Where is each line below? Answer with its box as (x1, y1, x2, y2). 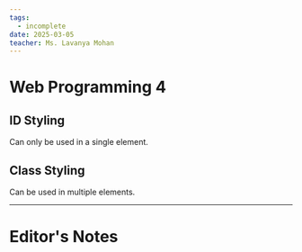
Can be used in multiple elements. (9, 186, 136, 198)
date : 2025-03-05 (9, 30, 75, 39)
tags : (9, 13, 30, 22)
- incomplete (17, 22, 67, 31)
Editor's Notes (9, 227, 119, 247)
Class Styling (9, 163, 85, 178)
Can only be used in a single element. (9, 137, 148, 148)
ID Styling (9, 112, 66, 128)
